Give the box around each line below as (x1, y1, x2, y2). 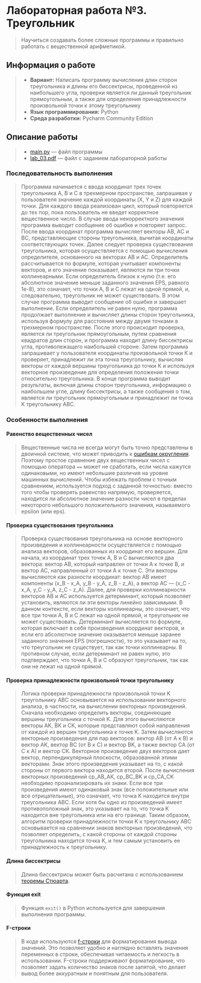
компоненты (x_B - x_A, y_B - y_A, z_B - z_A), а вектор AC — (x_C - (20, 580, 191, 587)
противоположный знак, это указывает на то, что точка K (20, 805, 170, 813)
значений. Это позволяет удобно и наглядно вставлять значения (20, 944, 188, 951)
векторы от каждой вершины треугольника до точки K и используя (20, 362, 194, 369)
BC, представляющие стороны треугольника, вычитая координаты (20, 234, 194, 241)
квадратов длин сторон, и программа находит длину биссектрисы (20, 336, 193, 344)
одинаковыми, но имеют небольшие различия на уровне (20, 469, 169, 476)
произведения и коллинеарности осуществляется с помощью (20, 541, 182, 548)
